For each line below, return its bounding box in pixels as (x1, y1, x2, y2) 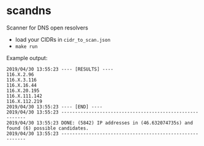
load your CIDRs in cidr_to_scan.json (15, 36, 111, 43)
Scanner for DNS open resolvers (6, 24, 89, 31)
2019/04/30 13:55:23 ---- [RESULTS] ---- (6, 66, 114, 72)
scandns (6, 4, 51, 18)
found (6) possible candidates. (6, 125, 89, 131)
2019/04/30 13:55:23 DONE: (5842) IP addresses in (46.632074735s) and (6, 120, 193, 126)
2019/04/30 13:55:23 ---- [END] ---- (6, 104, 103, 110)
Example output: (6, 54, 48, 61)
